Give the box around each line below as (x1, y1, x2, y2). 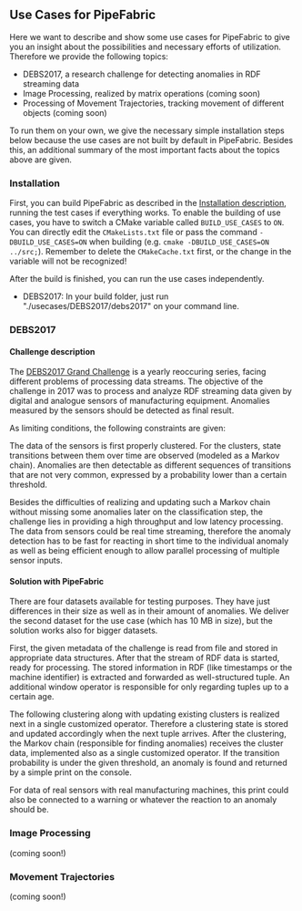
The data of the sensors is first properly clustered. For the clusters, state (9, 440, 282, 451)
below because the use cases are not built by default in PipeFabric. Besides (9, 134, 294, 145)
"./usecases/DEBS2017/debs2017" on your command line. (22, 301, 239, 312)
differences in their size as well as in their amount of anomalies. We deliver (9, 606, 289, 616)
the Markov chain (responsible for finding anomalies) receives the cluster (9, 738, 284, 749)
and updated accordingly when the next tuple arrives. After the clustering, (9, 729, 287, 740)
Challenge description (9, 346, 96, 357)
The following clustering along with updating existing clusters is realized (9, 709, 280, 719)
